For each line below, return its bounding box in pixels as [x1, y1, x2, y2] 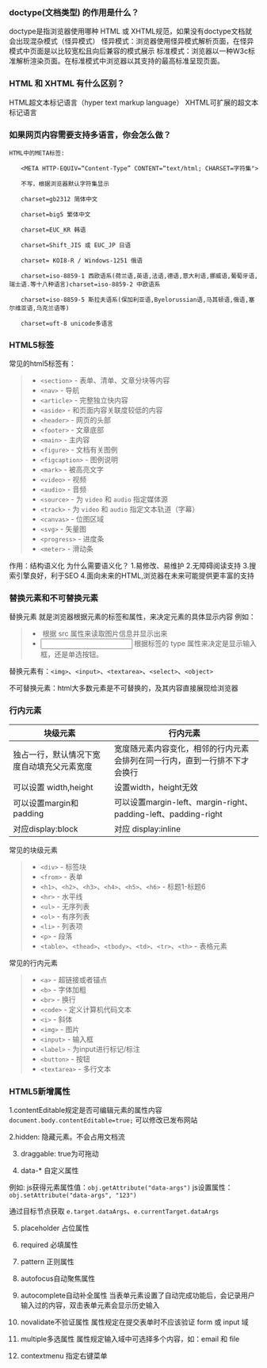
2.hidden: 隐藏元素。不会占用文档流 [9, 1132, 125, 1142]
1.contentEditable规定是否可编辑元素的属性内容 [9, 1106, 162, 1115]
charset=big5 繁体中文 [20, 210, 91, 219]
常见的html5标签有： [9, 359, 76, 369]
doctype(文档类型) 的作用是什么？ [9, 6, 139, 17]
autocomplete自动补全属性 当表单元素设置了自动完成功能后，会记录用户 [20, 1290, 256, 1301]
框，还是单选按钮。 [40, 650, 104, 659]
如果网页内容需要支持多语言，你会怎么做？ [9, 129, 172, 140]
